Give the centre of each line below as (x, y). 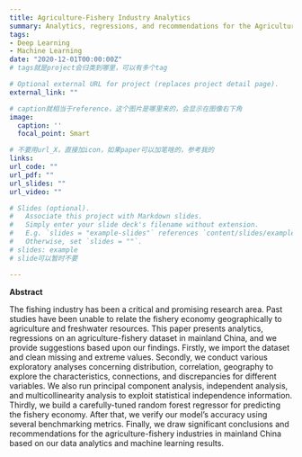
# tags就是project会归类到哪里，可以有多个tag (89, 68)
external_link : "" (44, 92)
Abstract (26, 291)
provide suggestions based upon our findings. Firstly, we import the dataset (150, 347)
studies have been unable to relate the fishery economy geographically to (146, 318)
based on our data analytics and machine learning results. (117, 443)
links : (22, 158)
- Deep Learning (40, 43)
